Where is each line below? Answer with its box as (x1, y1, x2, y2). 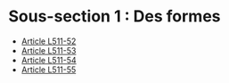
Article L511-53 (20, 45, 77, 55)
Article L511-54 (20, 54, 77, 65)
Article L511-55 (20, 64, 77, 75)
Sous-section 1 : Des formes (8, 6, 221, 27)
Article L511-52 (20, 36, 77, 46)
